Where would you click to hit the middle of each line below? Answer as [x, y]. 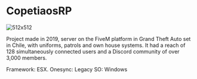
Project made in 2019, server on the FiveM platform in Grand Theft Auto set [98, 39]
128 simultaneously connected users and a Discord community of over [93, 51]
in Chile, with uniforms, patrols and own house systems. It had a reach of [96, 45]
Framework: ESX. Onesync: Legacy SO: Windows [67, 69]
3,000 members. [27, 58]
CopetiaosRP [39, 11]
